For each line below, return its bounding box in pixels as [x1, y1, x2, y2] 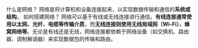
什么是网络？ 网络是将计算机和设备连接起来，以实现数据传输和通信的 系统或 [6, 6, 191, 12]
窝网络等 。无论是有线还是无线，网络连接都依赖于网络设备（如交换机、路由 [6, 28, 189, 35]
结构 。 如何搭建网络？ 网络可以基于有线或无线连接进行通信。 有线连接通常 [6, 13, 187, 20]
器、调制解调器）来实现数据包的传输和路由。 [6, 36, 116, 42]
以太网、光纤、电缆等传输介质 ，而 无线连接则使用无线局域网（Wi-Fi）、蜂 [11, 21, 190, 27]
